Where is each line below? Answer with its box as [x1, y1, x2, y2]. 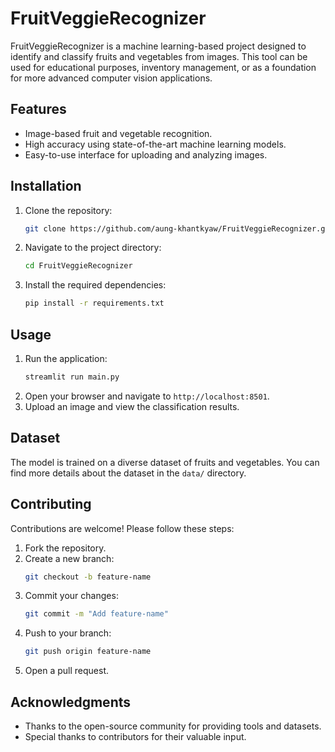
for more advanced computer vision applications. [10, 72, 213, 84]
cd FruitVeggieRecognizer [24, 261, 133, 271]
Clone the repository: [24, 204, 113, 216]
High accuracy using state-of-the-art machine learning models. [24, 138, 287, 150]
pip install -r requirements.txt [24, 298, 165, 309]
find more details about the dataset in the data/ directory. [10, 467, 247, 479]
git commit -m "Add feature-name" [24, 609, 169, 619]
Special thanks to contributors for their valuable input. [24, 730, 247, 742]
